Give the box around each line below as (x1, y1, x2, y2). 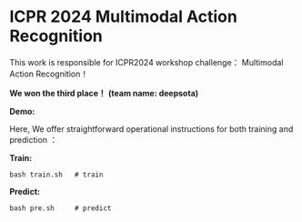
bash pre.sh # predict (9, 203, 112, 213)
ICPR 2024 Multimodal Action (9, 6, 238, 27)
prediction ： (9, 134, 58, 145)
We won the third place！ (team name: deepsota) (9, 87, 199, 98)
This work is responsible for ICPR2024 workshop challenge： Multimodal (9, 56, 284, 67)
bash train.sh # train (9, 170, 104, 179)
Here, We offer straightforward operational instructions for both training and (9, 123, 294, 134)
